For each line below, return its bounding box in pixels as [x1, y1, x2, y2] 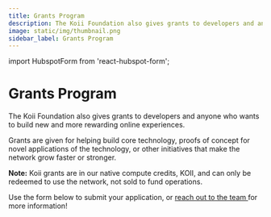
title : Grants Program [8, 11, 85, 20]
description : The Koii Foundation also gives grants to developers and [8, 19, 254, 27]
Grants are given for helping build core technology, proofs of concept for [8, 136, 250, 145]
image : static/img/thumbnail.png [8, 27, 121, 35]
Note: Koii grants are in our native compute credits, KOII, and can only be [8, 169, 252, 178]
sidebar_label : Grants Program [8, 34, 114, 43]
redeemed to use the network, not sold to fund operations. [8, 177, 203, 186]
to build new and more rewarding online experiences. [8, 120, 186, 130]
